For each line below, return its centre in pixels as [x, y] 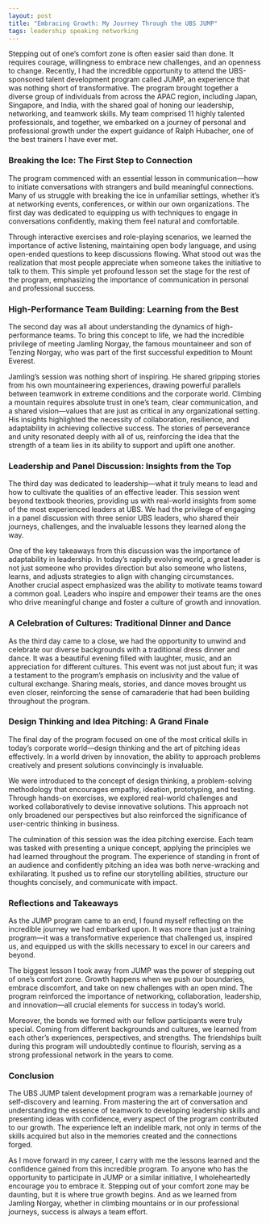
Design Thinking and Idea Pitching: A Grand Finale [109, 722]
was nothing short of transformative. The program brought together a [124, 88]
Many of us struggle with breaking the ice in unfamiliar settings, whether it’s [134, 195]
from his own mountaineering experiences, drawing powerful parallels [125, 385]
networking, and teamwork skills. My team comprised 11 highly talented [127, 114]
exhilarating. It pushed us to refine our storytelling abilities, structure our [128, 874]
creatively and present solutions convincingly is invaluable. [106, 765]
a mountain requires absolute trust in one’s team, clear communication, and [133, 402]
